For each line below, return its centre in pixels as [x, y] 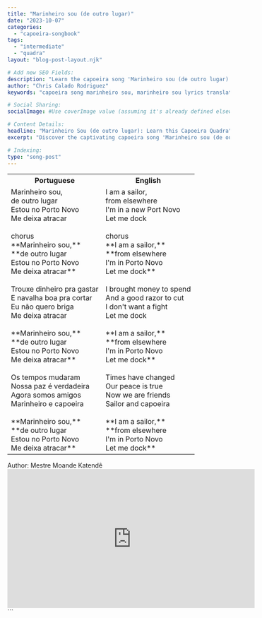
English [148, 181]
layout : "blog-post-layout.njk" [55, 60]
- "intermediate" [39, 47]
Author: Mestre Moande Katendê [55, 465]
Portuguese [55, 181]
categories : [25, 27]
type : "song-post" [34, 157]
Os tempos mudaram [46, 377]
